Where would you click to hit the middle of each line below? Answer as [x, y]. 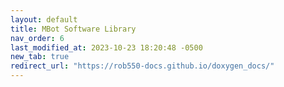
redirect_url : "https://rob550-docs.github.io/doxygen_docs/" [142, 66]
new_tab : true [40, 57]
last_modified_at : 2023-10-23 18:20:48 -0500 [106, 47]
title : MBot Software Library [73, 29]
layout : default [44, 19]
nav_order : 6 [37, 38]
